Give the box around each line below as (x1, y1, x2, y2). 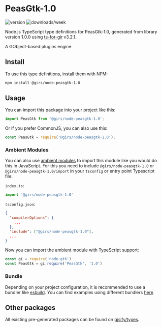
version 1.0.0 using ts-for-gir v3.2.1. (5, 34, 77, 40)
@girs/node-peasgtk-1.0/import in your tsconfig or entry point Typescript (5, 168, 155, 174)
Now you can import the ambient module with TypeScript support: (5, 247, 139, 253)
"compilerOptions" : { (9, 215, 54, 220)
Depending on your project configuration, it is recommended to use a (5, 284, 145, 290)
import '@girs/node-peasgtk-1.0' (5, 192, 74, 197)
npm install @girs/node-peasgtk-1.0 (5, 80, 80, 85)
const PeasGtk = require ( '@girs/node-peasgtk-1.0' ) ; (5, 135, 116, 140)
